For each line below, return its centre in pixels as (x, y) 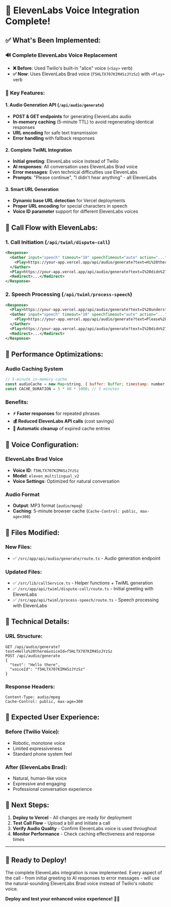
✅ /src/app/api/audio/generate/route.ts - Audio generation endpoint (86, 558)
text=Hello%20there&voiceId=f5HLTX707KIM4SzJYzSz (59, 651)
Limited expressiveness (37, 748)
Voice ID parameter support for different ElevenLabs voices (75, 211)
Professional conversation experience (52, 789)
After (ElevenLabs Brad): (36, 767)
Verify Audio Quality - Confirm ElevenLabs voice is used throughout (84, 828)
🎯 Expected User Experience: (52, 717)
